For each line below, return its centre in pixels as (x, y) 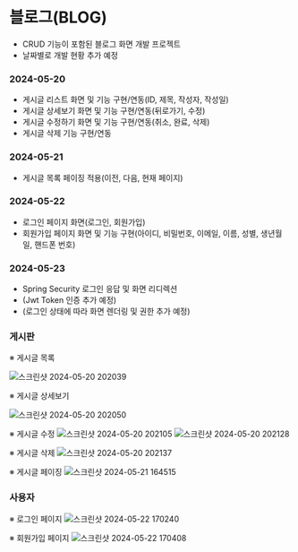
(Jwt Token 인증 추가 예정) (69, 300)
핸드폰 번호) (55, 244)
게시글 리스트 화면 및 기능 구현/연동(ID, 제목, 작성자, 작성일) (126, 99)
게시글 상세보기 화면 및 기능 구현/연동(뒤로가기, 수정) (114, 111)
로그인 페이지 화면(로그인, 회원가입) (84, 222)
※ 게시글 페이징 (36, 472)
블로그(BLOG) (58, 17)
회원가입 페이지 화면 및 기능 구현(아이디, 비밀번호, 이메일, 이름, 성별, (140, 233)
